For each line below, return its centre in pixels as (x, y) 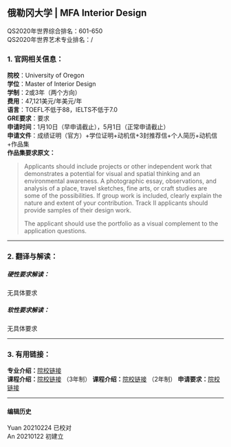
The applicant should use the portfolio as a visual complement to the (121, 223)
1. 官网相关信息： (35, 59)
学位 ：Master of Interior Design (52, 84)
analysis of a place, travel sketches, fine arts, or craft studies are (115, 188)
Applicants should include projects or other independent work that (118, 166)
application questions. (55, 231)
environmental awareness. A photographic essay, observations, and (120, 181)
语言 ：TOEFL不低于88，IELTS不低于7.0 (63, 110)
